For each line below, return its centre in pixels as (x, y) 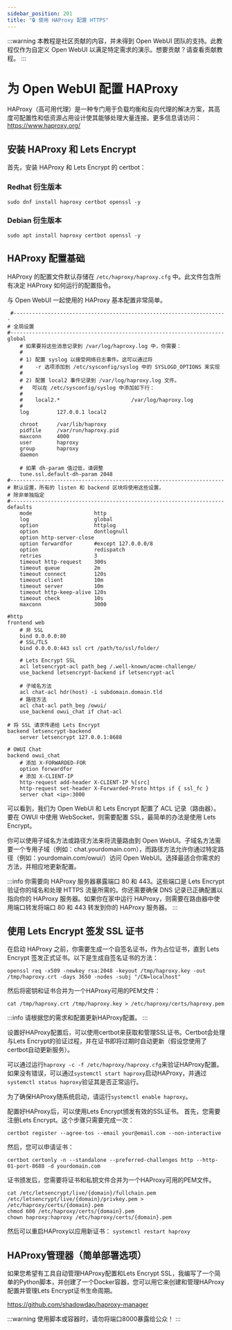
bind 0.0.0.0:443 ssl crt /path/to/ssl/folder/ (89, 648)
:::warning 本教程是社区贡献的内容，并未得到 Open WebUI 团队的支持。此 (112, 41)
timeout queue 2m (60, 568)
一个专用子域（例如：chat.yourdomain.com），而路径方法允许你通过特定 (115, 849)
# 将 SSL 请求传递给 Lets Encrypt (54, 725)
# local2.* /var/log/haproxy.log (107, 400)
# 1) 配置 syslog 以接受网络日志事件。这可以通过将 (86, 359)
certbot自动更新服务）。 (41, 1050)
